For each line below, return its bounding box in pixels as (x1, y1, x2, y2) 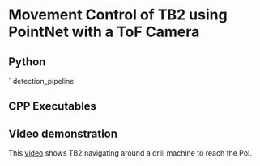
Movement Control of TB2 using (8, 6, 228, 24)
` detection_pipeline (8, 77, 75, 85)
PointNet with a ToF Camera (8, 23, 200, 41)
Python (8, 55, 46, 68)
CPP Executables (8, 99, 97, 114)
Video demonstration (8, 127, 118, 140)
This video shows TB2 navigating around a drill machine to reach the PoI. (8, 148, 253, 158)
